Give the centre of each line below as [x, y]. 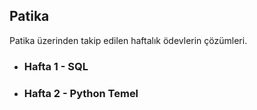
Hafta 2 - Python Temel [81, 93]
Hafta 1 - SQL [56, 66]
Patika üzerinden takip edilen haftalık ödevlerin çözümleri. [128, 40]
